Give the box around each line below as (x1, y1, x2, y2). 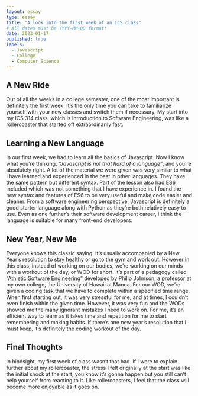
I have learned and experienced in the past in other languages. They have (6, 173, 186, 180)
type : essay (6, 14, 35, 20)
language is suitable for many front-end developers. (6, 217, 133, 224)
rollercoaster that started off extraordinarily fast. (6, 121, 124, 128)
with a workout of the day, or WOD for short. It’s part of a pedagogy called (6, 268, 187, 275)
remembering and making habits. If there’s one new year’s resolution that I (6, 318, 187, 326)
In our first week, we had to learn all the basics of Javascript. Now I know (6, 154, 185, 161)
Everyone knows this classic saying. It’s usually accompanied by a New (6, 249, 180, 256)
